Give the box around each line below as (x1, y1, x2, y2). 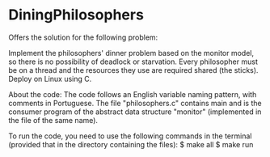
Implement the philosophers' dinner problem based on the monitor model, (8, 48, 255, 57)
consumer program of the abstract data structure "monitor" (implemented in (8, 107, 262, 117)
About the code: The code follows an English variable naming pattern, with (8, 89, 257, 99)
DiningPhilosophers (8, 6, 144, 24)
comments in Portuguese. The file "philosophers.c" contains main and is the (8, 98, 262, 108)
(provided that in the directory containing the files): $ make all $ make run (8, 139, 254, 149)
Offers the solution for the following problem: (8, 32, 158, 42)
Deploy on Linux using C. (8, 74, 92, 83)
